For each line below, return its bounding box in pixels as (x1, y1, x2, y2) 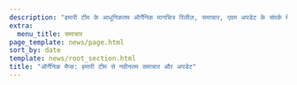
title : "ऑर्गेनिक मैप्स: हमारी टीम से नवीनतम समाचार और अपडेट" (9, 63, 197, 72)
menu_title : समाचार (17, 29, 83, 38)
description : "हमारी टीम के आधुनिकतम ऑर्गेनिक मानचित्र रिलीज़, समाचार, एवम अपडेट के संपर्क (9, 12, 283, 22)
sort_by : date (9, 46, 62, 55)
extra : (9, 21, 34, 30)
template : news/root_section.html (9, 54, 137, 63)
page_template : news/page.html (9, 37, 125, 47)
